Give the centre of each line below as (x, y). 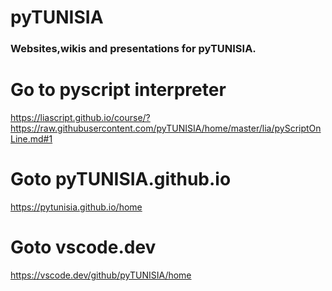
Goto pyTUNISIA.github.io (121, 179)
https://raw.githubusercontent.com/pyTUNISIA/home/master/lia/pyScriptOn (166, 128)
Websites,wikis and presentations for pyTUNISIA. (133, 49)
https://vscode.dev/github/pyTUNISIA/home (101, 275)
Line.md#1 (31, 139)
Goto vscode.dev (83, 247)
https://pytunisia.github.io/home (76, 207)
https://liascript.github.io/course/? (80, 118)
